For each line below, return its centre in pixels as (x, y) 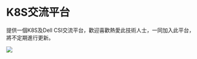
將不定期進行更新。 (30, 37)
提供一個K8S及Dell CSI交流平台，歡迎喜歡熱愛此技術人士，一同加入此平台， (100, 30)
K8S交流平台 (38, 12)
